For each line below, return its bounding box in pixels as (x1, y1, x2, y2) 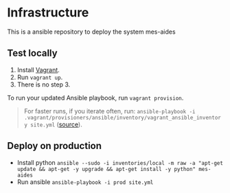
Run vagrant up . (16, 73, 63, 81)
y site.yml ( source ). (23, 120, 82, 128)
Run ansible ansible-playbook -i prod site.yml (16, 177, 154, 186)
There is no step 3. (16, 80, 71, 89)
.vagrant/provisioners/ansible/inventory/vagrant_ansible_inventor (23, 114, 221, 121)
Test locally (7, 47, 58, 59)
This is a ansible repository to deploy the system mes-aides (7, 27, 176, 36)
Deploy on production (7, 140, 102, 152)
